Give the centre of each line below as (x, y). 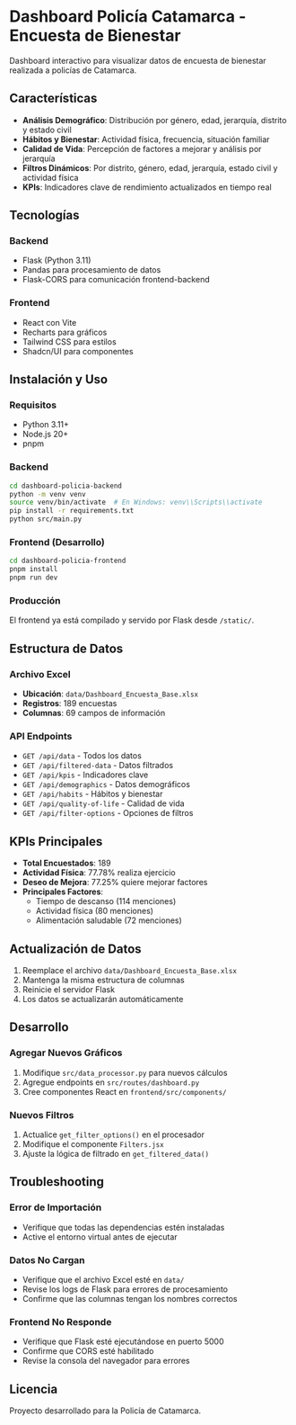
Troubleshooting (57, 1182)
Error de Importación (56, 1207)
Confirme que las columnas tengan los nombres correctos (130, 1298)
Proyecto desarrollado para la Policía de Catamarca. (105, 1411)
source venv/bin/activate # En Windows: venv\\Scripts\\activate (136, 502)
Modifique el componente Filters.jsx (93, 1143)
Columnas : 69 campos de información (94, 713)
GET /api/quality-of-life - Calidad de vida (104, 803)
